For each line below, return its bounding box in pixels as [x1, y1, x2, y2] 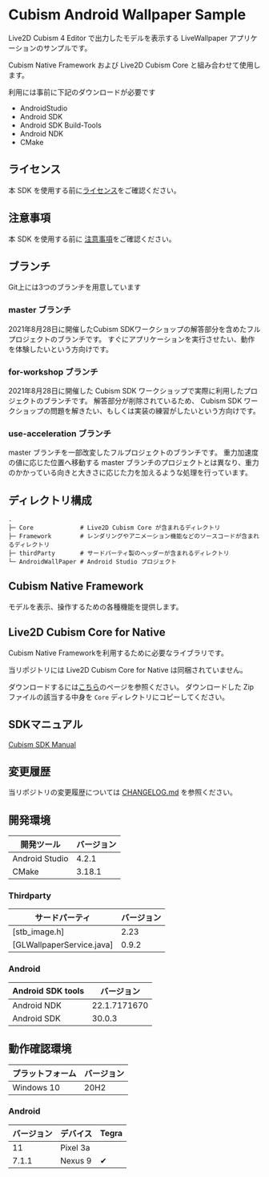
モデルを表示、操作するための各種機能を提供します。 [8, 601, 183, 611]
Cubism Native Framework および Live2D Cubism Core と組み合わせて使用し [8, 60, 261, 70]
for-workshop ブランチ [8, 366, 98, 378]
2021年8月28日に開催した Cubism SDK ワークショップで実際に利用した [8, 386, 244, 395]
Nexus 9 [59, 1155, 92, 1166]
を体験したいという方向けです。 [8, 344, 114, 354]
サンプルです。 [42, 42, 92, 53]
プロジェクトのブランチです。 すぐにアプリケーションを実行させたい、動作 [8, 334, 255, 344]
